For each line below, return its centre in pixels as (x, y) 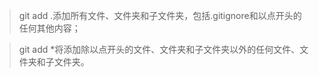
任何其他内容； (49, 28)
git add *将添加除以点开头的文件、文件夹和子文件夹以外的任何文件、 (159, 49)
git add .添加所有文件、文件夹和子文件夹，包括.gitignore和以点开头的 (160, 15)
